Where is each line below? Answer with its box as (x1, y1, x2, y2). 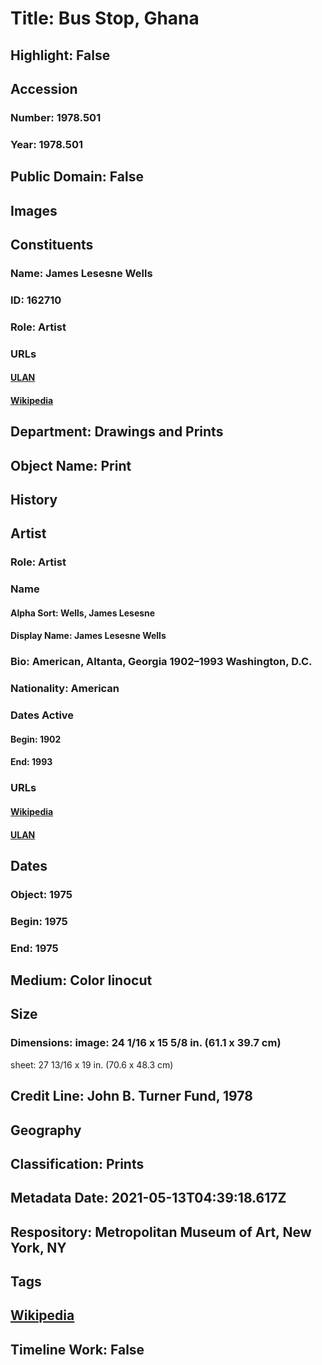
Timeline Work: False (10, 1341, 145, 1358)
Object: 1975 (10, 887, 73, 901)
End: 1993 (10, 756, 53, 768)
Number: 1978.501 (10, 110, 102, 124)
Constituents (10, 236, 94, 253)
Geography (10, 1122, 82, 1139)
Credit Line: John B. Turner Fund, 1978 (10, 1088, 253, 1105)
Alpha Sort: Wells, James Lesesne (10, 607, 156, 619)
